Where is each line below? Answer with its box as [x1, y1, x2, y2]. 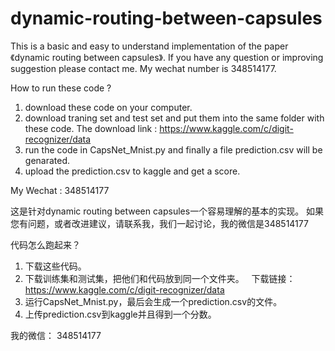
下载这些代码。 [24, 260, 87, 272]
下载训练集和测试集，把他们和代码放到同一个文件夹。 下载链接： [24, 272, 296, 284]
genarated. [24, 154, 71, 166]
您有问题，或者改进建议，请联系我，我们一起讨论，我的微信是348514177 [10, 217, 309, 229]
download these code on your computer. [24, 101, 193, 113]
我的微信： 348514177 [10, 329, 102, 341]
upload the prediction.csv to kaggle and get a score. [24, 165, 241, 177]
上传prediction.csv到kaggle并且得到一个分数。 [24, 308, 217, 320]
